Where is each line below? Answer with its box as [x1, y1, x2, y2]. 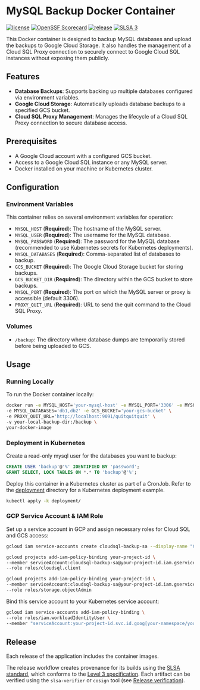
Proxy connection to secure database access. [14, 119, 127, 126]
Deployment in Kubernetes [6, 439, 86, 447]
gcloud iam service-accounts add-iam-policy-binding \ [6, 609, 145, 615]
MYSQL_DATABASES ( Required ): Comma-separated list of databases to [14, 250, 180, 257]
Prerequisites [6, 136, 57, 147]
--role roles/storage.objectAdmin [6, 587, 92, 593]
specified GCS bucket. [14, 106, 70, 114]
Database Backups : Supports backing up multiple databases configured [14, 88, 193, 95]
